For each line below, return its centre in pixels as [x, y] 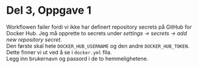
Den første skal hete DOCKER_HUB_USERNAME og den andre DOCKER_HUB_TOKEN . [98, 46]
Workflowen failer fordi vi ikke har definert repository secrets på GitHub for [99, 27]
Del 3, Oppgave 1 [49, 10]
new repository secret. [34, 39]
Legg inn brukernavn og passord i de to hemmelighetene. [77, 58]
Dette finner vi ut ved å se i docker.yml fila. [59, 52]
